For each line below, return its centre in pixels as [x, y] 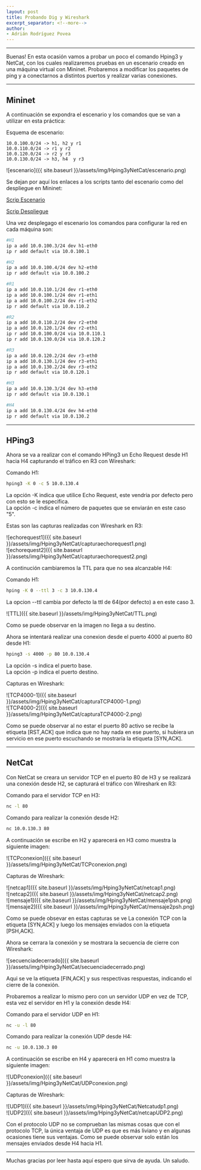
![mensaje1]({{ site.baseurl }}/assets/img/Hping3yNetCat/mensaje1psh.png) [99, 900]
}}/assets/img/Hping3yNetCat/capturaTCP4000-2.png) [74, 714]
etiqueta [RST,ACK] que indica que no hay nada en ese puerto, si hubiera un [100, 732]
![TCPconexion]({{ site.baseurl [44, 858]
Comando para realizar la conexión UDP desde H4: [69, 1037]
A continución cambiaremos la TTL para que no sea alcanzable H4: [89, 568]
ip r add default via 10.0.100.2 [48, 273]
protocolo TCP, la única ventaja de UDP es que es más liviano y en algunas [98, 1131]
